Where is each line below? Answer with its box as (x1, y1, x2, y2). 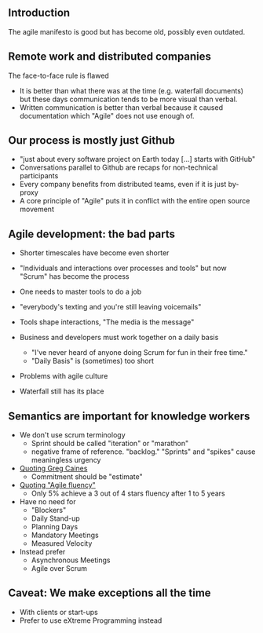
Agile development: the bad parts (8, 227, 175, 240)
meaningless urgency (31, 456, 101, 465)
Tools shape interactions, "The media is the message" (19, 317, 195, 327)
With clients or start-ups (19, 607, 98, 617)
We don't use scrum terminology (19, 430, 126, 440)
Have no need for (19, 497, 76, 507)
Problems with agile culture (19, 371, 108, 381)
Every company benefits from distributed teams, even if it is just (19, 180, 227, 189)
